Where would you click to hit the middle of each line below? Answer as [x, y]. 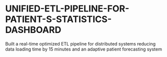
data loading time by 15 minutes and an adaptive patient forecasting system [84, 49]
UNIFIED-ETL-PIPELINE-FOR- [67, 9]
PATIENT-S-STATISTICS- [59, 19]
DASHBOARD [33, 30]
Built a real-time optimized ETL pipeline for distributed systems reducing [80, 43]
